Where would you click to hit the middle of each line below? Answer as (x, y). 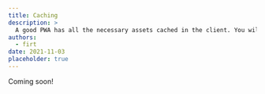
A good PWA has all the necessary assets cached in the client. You (130, 30)
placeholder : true (38, 60)
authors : (22, 37)
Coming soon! (31, 81)
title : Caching (33, 15)
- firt (26, 45)
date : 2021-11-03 (37, 52)
